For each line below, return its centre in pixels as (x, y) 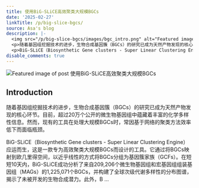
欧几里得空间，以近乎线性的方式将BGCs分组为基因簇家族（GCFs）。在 (101, 157)
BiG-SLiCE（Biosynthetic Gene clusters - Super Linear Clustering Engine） (97, 142)
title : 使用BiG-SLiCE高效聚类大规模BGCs (53, 12)
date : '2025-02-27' (30, 17)
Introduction (30, 93)
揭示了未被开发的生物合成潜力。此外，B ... (58, 179)
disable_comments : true (36, 56)
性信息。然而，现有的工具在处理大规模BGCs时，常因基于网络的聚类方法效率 (99, 122)
